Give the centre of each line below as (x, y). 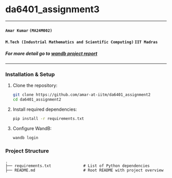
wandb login (25, 138)
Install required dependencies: (45, 109)
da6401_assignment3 (52, 9)
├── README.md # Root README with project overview (84, 170)
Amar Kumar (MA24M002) (29, 31)
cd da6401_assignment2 (37, 100)
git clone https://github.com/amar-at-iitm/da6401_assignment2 (82, 95)
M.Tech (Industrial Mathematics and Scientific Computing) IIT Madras (81, 42)
